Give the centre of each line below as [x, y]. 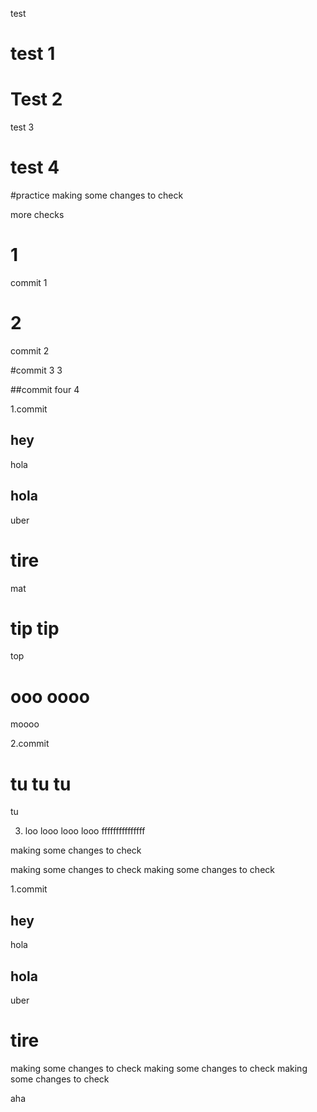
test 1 [33, 54]
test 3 [22, 127]
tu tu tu [41, 784]
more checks [37, 215]
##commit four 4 [45, 389]
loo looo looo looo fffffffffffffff [85, 831]
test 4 [35, 167]
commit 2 [30, 350]
